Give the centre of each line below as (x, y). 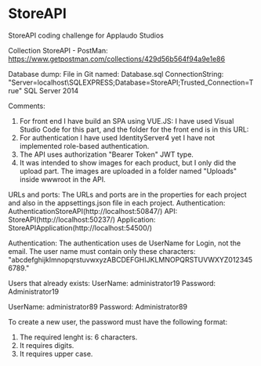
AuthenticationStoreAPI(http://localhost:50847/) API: (93, 211)
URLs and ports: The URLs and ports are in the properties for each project (127, 194)
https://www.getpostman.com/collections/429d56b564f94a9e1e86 (117, 59)
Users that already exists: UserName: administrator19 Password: (112, 283)
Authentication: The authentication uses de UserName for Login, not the (125, 243)
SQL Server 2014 (51, 90)
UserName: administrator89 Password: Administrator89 (98, 306)
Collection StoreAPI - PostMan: (58, 50)
